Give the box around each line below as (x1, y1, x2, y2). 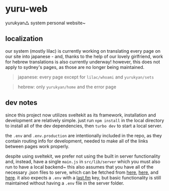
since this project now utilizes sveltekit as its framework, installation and (5, 112, 156, 118)
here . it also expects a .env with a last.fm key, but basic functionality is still (5, 174, 161, 180)
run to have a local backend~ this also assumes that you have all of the (5, 164, 154, 170)
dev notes (5, 98, 38, 107)
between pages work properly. (5, 143, 70, 149)
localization (5, 34, 43, 43)
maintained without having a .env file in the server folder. (5, 180, 124, 186)
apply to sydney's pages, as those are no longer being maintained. (5, 64, 145, 70)
